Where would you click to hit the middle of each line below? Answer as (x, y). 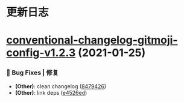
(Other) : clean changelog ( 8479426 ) (61, 86)
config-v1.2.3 (41, 53)
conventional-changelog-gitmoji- (92, 40)
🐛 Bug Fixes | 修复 (33, 73)
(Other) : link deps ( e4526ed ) (51, 92)
